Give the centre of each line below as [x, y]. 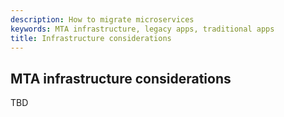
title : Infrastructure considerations [91, 38]
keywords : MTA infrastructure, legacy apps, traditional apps [142, 29]
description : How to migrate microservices [102, 19]
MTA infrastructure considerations [121, 78]
